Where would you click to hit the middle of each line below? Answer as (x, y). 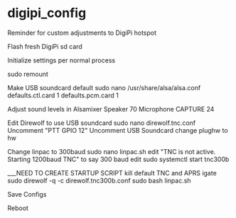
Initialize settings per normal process (61, 60)
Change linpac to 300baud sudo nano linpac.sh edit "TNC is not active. (112, 151)
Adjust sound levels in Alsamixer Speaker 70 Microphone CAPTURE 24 (111, 109)
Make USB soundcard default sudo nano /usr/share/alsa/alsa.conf (104, 87)
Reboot (18, 208)
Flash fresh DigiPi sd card (45, 46)
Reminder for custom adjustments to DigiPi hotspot (82, 33)
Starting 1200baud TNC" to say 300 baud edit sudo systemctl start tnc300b (118, 159)
